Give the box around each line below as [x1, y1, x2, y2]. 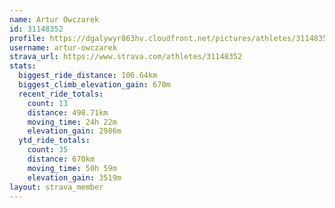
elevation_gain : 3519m [27, 172, 122, 183]
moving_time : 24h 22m [27, 117, 117, 127]
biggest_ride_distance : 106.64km [18, 71, 158, 81]
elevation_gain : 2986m [27, 126, 122, 136]
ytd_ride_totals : [18, 136, 91, 146]
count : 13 [27, 98, 69, 108]
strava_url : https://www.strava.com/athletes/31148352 [9, 52, 243, 62]
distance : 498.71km [27, 107, 109, 118]
